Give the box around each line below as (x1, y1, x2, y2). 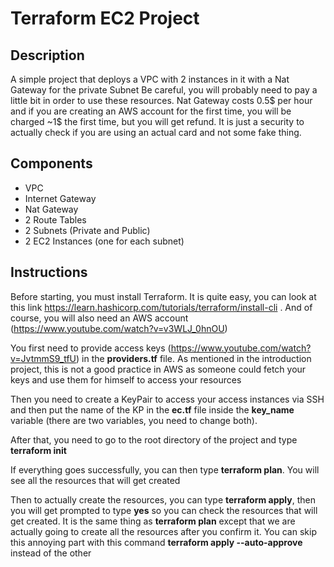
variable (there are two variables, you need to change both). (10, 414, 258, 426)
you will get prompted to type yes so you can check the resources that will (10, 504, 318, 516)
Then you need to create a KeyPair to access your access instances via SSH (10, 393, 325, 405)
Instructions (10, 264, 88, 281)
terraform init (10, 444, 67, 456)
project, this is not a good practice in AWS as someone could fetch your (10, 363, 307, 375)
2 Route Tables (24, 213, 87, 226)
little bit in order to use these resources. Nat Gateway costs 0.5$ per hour (10, 95, 313, 106)
